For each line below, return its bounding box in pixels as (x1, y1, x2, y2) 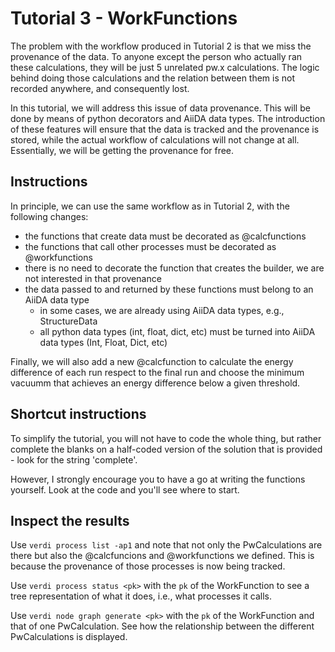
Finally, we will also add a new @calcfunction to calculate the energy (10, 355, 294, 367)
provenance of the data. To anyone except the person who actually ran (10, 50, 303, 62)
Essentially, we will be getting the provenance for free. (10, 144, 235, 156)
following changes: (10, 210, 89, 222)
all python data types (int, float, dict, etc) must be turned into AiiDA (39, 325, 316, 337)
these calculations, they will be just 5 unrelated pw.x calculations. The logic (10, 61, 320, 73)
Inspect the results (10, 512, 130, 529)
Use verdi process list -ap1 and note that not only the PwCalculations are (10, 539, 323, 551)
